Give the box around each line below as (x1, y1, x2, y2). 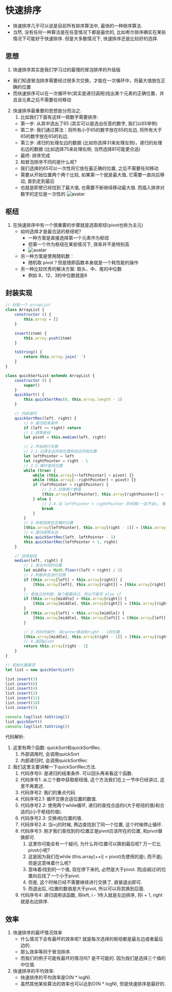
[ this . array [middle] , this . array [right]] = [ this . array (32, 601, 155, 606)
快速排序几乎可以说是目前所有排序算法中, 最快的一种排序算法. (12, 23, 142, 29)
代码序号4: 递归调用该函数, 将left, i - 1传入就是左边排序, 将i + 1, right (20, 892, 163, 898)
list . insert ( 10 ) (5, 700, 40, 705)
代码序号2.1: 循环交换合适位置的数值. (20, 796, 97, 802)
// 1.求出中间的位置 (24, 563, 62, 568)
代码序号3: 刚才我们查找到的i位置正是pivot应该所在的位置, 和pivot (20, 828, 158, 834)
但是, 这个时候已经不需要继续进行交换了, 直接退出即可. (28, 879, 142, 885)
